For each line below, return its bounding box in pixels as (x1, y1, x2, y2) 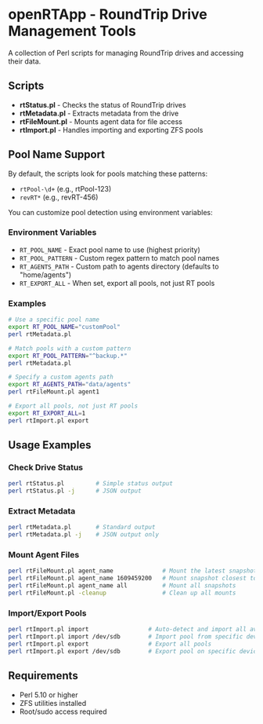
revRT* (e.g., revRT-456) (19, 192, 99, 202)
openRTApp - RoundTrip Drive (8, 5, 207, 24)
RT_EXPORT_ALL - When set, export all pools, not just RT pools (19, 278, 215, 287)
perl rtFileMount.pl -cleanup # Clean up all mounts (8, 589, 236, 598)
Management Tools (8, 22, 137, 40)
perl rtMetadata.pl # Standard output (8, 524, 156, 532)
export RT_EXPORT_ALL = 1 (8, 409, 86, 417)
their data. (8, 57, 41, 66)
